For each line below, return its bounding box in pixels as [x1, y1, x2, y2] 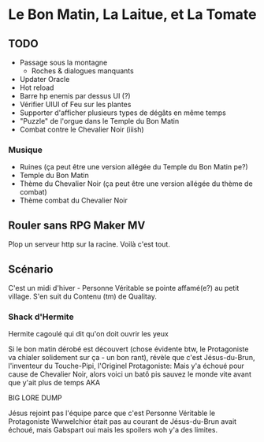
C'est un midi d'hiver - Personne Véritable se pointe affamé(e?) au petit [8, 283, 240, 292]
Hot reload [19, 83, 54, 92]
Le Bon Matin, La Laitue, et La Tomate [8, 6, 257, 24]
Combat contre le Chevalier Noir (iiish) [19, 124, 144, 134]
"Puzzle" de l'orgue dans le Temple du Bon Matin [19, 117, 180, 125]
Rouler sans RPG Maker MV [8, 218, 146, 232]
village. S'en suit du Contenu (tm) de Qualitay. [8, 292, 158, 301]
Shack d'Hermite [8, 311, 74, 322]
